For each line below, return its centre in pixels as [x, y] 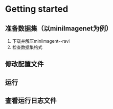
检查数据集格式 [27, 47]
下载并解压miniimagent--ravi [41, 41]
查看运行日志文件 [31, 101]
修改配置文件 [24, 64]
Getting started [37, 9]
